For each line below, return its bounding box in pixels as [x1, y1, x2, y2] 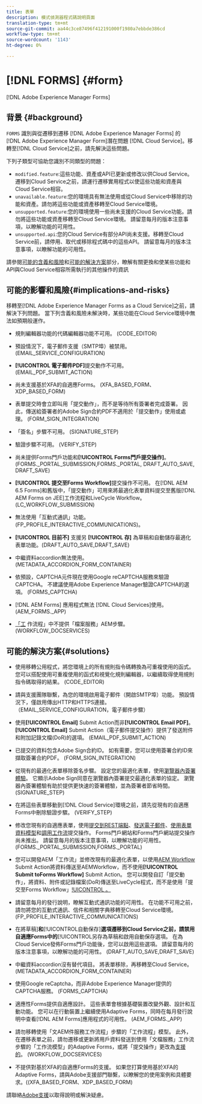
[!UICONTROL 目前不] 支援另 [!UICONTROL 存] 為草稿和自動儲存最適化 [14, 534, 191, 541]
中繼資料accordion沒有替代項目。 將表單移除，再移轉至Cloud [14, 961, 167, 968]
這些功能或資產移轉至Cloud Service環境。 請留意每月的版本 [25, 215, 173, 223]
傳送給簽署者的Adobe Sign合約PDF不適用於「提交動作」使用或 [25, 408, 181, 415]
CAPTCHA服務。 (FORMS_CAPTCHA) [14, 988, 108, 995]
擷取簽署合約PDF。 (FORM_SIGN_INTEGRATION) [14, 754, 136, 761]
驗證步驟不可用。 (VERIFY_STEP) [14, 441, 97, 448]
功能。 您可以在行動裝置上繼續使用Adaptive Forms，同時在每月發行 [20, 1008, 188, 1015]
